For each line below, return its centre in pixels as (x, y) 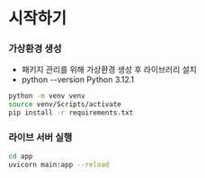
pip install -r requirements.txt (71, 113)
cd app (21, 157)
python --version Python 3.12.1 (78, 80)
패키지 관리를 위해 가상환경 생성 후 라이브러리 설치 (109, 70)
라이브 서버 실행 (40, 138)
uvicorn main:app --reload (59, 165)
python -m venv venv (47, 96)
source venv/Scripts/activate (65, 105)
